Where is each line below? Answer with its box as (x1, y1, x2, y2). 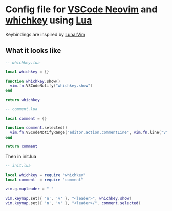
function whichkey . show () (5, 79, 60, 84)
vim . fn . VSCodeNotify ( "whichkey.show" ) (10, 83, 93, 88)
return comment (5, 144, 38, 149)
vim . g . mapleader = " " (5, 186, 54, 191)
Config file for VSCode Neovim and (5, 4, 158, 15)
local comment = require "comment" (5, 177, 83, 182)
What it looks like (5, 46, 61, 55)
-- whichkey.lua (5, 60, 40, 65)
